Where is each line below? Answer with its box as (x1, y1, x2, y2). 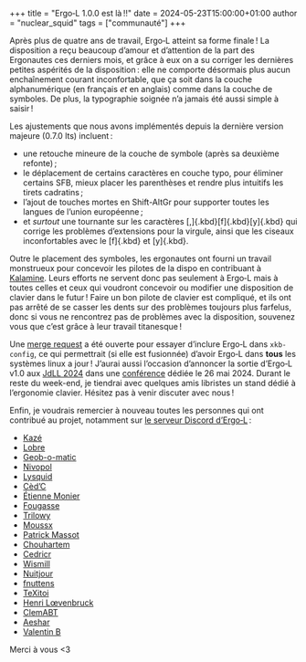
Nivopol (22, 461, 53, 472)
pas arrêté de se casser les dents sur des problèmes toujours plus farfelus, (9, 301, 292, 312)
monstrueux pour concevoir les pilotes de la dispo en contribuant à (9, 263, 262, 273)
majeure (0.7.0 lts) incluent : (9, 131, 113, 141)
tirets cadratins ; (22, 187, 84, 197)
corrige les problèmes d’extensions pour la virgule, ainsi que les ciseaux (22, 226, 294, 236)
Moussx (22, 520, 53, 531)
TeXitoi (22, 588, 49, 598)
